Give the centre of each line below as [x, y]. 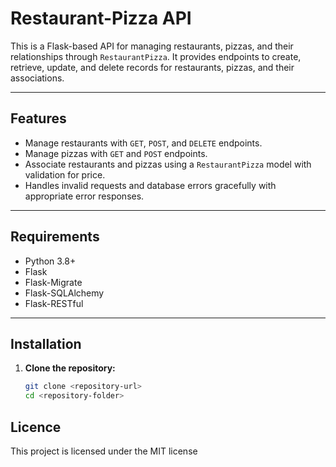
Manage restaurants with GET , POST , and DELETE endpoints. [143, 143]
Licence [36, 427]
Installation [46, 343]
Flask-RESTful [54, 303]
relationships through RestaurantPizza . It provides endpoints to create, [156, 56]
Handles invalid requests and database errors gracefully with [150, 185]
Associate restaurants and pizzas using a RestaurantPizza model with [168, 164]
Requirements [55, 237]
